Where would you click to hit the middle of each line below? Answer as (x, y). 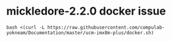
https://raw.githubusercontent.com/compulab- (106, 27)
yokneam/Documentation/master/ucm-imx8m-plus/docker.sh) (80, 33)
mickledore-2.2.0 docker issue (86, 11)
